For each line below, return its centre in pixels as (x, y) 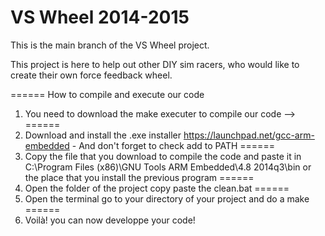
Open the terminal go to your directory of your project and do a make (167, 198)
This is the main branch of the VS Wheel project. (110, 45)
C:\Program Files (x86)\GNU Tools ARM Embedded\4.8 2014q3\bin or (168, 167)
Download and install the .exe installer (103, 135)
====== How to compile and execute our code (107, 94)
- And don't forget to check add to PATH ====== (173, 145)
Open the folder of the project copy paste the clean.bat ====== (157, 188)
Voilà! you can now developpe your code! (110, 220)
